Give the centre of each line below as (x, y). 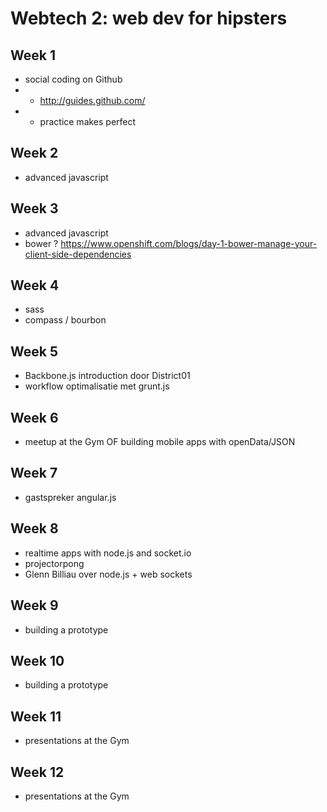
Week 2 (34, 153)
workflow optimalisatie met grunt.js (97, 386)
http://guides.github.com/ (92, 100)
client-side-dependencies (78, 254)
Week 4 (35, 285)
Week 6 (34, 417)
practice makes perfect (88, 121)
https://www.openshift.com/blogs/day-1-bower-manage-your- (189, 243)
